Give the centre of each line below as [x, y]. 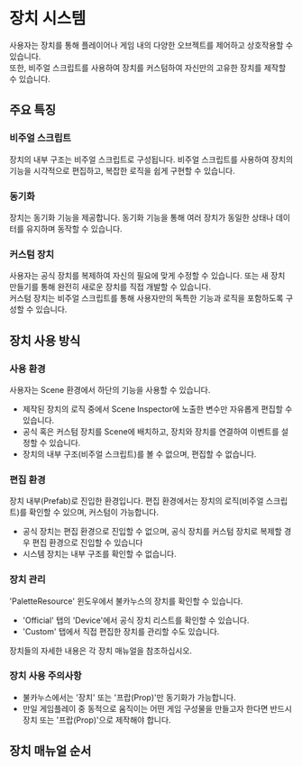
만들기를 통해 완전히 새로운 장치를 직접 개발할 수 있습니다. [110, 287]
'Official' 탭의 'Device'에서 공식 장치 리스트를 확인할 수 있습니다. [136, 620]
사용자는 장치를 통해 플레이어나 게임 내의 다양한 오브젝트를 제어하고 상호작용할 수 [151, 45]
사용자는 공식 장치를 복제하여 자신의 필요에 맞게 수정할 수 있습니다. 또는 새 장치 [147, 276]
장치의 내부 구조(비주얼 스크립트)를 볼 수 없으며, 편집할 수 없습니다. [139, 454]
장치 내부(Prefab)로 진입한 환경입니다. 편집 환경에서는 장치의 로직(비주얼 [137, 501]
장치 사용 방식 [45, 340]
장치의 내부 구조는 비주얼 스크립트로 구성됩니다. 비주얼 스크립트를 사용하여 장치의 [151, 160]
